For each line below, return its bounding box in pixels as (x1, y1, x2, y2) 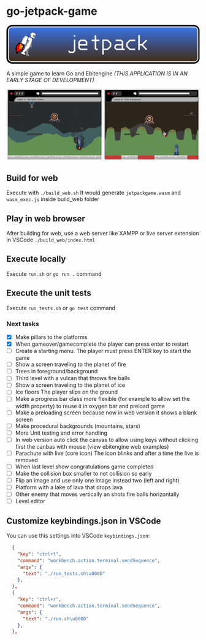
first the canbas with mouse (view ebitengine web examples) (15, 443, 169, 450)
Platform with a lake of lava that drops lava (15, 484, 123, 491)
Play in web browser (6, 213, 86, 224)
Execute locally (6, 254, 66, 264)
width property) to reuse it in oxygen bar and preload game (15, 402, 166, 410)
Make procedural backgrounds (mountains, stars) (15, 422, 141, 430)
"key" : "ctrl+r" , (17, 596, 62, 603)
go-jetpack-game (6, 4, 98, 18)
